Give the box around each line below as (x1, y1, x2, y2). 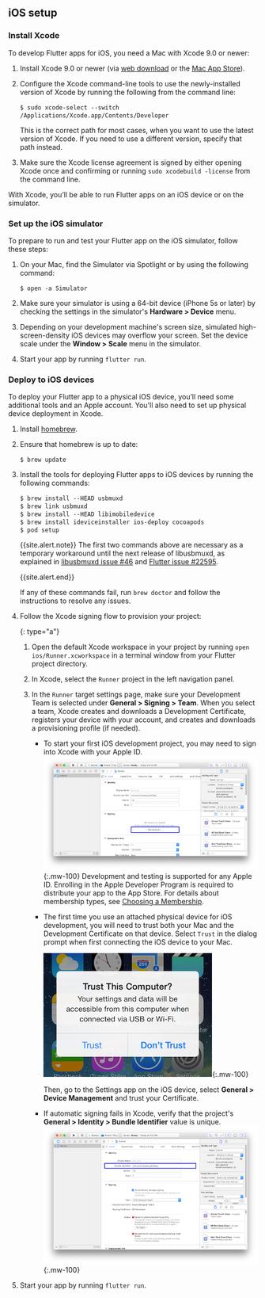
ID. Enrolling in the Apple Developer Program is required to (43, 880, 234, 889)
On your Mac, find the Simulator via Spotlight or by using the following (19, 259, 249, 269)
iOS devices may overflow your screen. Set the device (70, 330, 248, 340)
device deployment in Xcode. (8, 409, 104, 418)
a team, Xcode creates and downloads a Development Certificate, (31, 707, 247, 716)
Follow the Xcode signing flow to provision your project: (19, 612, 202, 621)
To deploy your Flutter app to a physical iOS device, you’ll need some (8, 392, 234, 402)
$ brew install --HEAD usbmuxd (19, 494, 123, 502)
